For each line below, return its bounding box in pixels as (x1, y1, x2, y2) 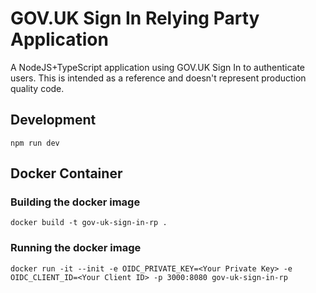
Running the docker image (10, 241, 142, 255)
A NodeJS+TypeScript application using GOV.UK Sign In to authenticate (10, 61, 306, 73)
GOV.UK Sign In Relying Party (10, 7, 260, 30)
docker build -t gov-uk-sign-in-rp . (10, 218, 168, 228)
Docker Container (10, 165, 123, 182)
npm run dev (10, 138, 60, 148)
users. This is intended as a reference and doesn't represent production (10, 72, 307, 84)
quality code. (10, 82, 65, 94)
